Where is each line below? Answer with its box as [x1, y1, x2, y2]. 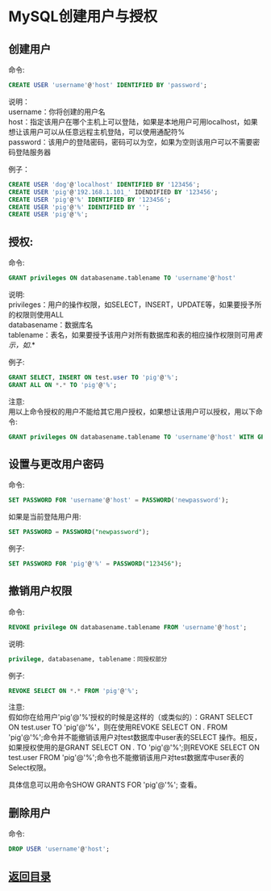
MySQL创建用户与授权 [8, 7, 158, 26]
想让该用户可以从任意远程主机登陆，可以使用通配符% [8, 127, 186, 137]
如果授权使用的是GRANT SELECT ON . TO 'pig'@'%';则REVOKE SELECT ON [8, 742, 261, 752]
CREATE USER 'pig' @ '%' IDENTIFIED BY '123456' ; [8, 195, 172, 204]
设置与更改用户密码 [8, 457, 104, 471]
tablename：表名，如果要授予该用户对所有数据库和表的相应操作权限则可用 [8, 330, 256, 339]
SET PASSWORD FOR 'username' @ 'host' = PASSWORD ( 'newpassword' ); [8, 496, 229, 505]
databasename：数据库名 [8, 320, 94, 330]
